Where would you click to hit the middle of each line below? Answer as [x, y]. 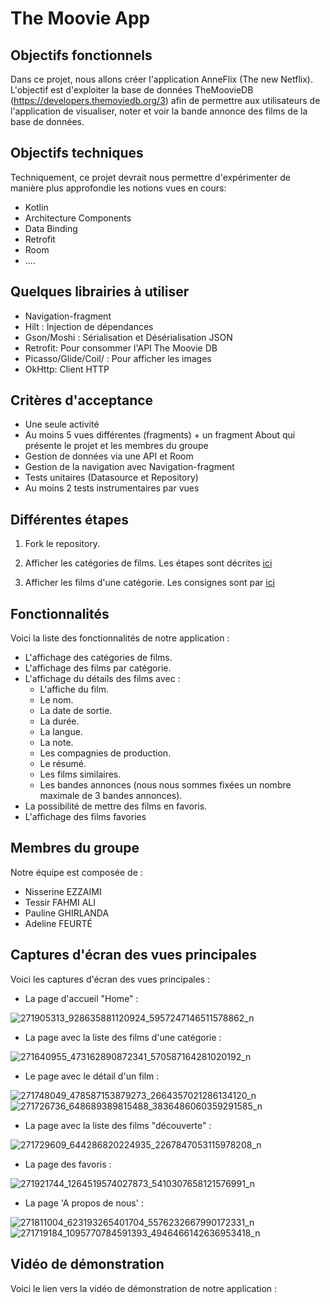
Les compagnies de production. [105, 753]
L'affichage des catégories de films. [98, 658]
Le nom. [56, 700]
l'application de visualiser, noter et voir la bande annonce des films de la [159, 111]
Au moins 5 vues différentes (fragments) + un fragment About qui [160, 435]
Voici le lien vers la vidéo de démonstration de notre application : [144, 1288]
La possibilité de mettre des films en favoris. [116, 806]
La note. [56, 743]
